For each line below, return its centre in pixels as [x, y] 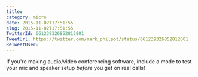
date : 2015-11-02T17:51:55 [40, 23]
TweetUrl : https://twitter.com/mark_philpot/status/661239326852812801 [97, 39]
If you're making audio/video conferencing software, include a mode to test [99, 61]
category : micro [26, 17]
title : [14, 12]
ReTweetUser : [22, 45]
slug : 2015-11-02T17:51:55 [40, 28]
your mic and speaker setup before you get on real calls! [76, 68]
